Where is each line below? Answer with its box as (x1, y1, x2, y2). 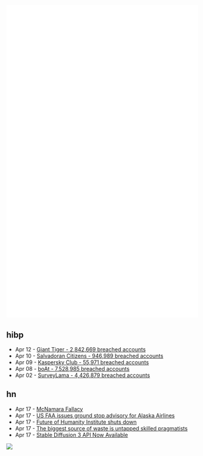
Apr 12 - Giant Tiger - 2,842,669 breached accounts (15, 345, 146, 353)
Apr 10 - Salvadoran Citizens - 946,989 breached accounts (15, 352, 163, 359)
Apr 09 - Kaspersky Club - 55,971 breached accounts (15, 358, 149, 366)
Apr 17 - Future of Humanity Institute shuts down (15, 418, 137, 426)
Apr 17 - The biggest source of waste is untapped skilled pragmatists (15, 424, 188, 432)
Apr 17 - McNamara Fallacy (15, 405, 83, 412)
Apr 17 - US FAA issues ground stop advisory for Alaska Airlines (15, 412, 175, 419)
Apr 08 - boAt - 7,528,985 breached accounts (15, 365, 129, 372)
